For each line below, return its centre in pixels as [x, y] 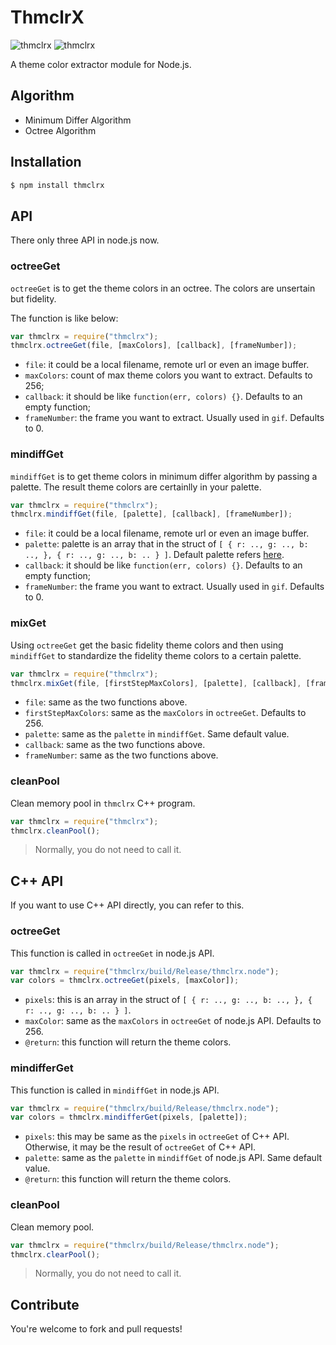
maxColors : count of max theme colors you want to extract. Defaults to [168, 375]
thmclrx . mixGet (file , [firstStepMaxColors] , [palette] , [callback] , [156, 683]
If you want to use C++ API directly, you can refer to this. [127, 905]
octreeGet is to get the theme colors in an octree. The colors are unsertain [163, 288]
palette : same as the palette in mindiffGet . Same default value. [157, 734]
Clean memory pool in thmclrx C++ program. [103, 803]
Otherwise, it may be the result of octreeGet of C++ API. [140, 1147]
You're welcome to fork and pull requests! [96, 1329]
